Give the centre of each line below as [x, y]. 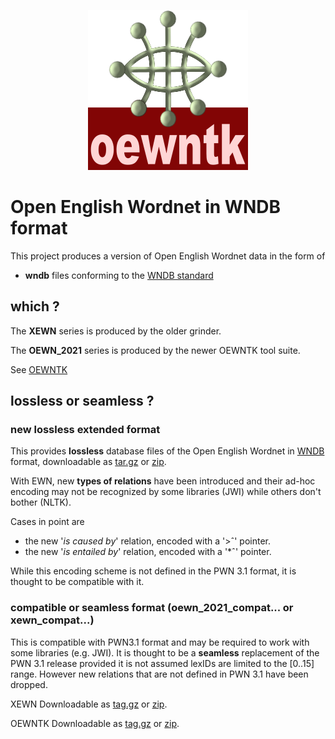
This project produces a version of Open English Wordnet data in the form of [168, 256]
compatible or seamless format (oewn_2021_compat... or [152, 608]
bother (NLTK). [41, 502]
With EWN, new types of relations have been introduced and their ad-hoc [163, 481]
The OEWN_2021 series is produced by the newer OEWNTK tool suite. [155, 350]
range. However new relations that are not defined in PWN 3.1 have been [159, 674]
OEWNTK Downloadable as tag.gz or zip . [95, 723]
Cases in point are [47, 522]
